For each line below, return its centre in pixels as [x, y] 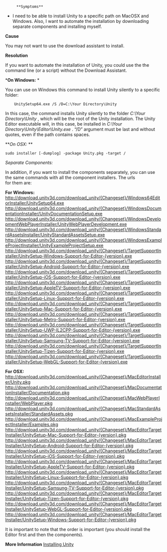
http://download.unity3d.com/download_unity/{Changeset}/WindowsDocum [83, 208]
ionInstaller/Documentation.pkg [37, 393]
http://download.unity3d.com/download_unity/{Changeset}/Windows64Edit [83, 198]
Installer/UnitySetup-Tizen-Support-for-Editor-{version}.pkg [67, 498]
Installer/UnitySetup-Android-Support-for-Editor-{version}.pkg [69, 446]
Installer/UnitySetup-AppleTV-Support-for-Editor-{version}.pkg [70, 467]
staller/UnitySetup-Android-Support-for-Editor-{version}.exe [67, 267]
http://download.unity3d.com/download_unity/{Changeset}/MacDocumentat [83, 387]
